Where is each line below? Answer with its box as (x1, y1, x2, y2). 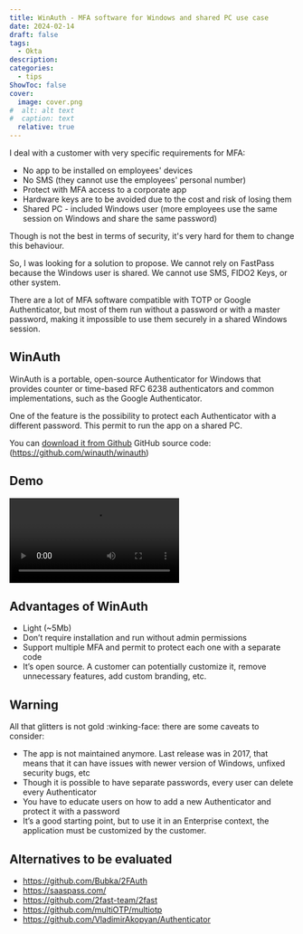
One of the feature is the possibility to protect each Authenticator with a (9, 410, 277, 421)
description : (9, 55, 59, 64)
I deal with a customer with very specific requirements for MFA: (9, 148, 246, 158)
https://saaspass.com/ (22, 885, 107, 896)
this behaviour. (9, 241, 65, 251)
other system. (9, 277, 62, 288)
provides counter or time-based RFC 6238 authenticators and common (9, 383, 274, 394)
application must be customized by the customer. (22, 825, 207, 836)
